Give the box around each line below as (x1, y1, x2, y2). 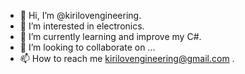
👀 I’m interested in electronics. (19, 20, 145, 32)
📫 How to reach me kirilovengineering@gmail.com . (19, 53, 235, 64)
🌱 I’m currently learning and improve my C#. (19, 31, 202, 42)
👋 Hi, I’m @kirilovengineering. (19, 10, 142, 21)
